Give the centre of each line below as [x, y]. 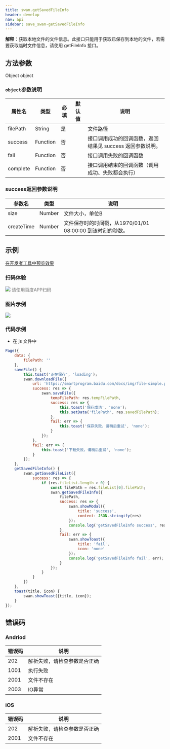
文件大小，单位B [83, 213]
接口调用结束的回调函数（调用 [123, 165]
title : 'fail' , [94, 544]
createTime [21, 226]
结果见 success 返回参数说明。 [124, 146]
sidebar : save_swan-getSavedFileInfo [45, 24]
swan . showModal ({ [87, 507]
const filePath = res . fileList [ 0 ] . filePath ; [98, 487]
